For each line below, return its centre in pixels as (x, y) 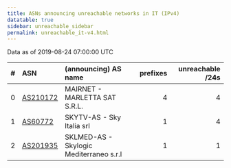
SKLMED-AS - (89, 137)
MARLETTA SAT (90, 98)
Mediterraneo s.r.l (93, 154)
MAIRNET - (83, 89)
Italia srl (77, 126)
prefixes (154, 73)
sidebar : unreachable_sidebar (51, 26)
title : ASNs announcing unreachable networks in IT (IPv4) (93, 13)
